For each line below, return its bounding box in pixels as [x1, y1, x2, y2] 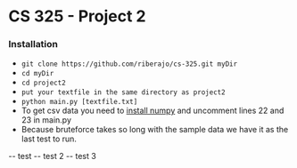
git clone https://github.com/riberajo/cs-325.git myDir [21, 60, 238, 68]
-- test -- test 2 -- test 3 [8, 151, 97, 162]
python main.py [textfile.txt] [21, 98, 138, 107]
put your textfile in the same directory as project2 [21, 88, 226, 97]
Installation [8, 38, 59, 51]
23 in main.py [21, 115, 72, 125]
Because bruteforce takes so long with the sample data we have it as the [21, 124, 289, 135]
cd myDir [21, 69, 54, 78]
